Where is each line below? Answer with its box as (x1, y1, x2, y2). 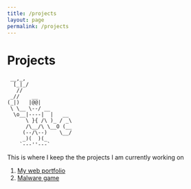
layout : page (7, 16, 45, 23)
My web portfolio (16, 166, 66, 175)
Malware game (16, 174, 60, 182)
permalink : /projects (7, 23, 69, 30)
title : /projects (7, 10, 57, 17)
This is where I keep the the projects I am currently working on (7, 153, 184, 162)
